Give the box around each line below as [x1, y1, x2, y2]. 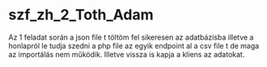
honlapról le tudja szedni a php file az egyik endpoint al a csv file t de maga [8, 40, 260, 50]
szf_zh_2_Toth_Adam [8, 6, 154, 24]
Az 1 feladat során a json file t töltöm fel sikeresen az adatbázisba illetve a [8, 32, 254, 42]
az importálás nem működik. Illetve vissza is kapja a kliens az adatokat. [8, 49, 245, 59]
